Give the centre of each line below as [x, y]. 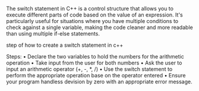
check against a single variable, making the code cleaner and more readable [99, 27]
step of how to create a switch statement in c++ [65, 45]
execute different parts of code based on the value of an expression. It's [94, 15]
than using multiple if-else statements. [53, 34]
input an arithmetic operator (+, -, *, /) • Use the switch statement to [89, 69]
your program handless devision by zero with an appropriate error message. [99, 82]
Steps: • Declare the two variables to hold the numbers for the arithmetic [95, 56]
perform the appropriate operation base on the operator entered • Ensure [96, 75]
